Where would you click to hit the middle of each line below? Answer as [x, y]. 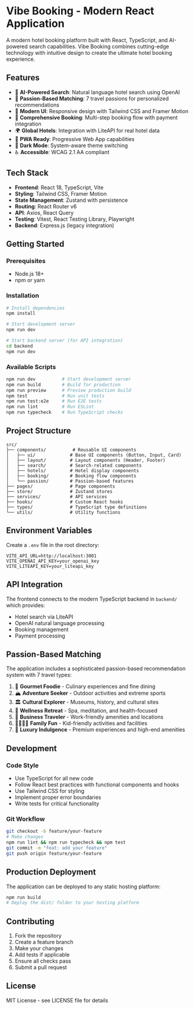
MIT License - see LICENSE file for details [57, 1000]
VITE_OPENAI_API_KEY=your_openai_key [53, 561]
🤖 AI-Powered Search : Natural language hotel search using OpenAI [97, 92]
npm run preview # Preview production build [69, 390]
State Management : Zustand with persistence [71, 200]
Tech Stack [27, 173]
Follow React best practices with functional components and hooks [97, 785]
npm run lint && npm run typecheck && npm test [66, 843]
